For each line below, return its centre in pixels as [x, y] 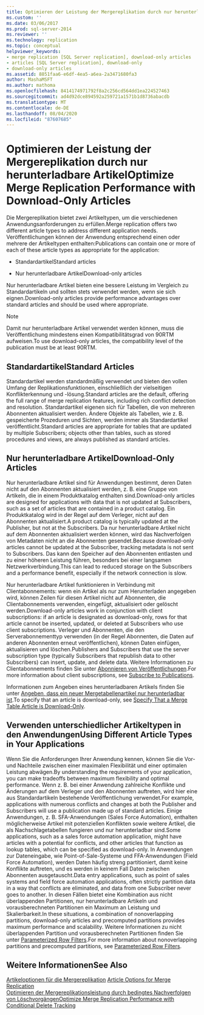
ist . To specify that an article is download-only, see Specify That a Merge [97, 700]
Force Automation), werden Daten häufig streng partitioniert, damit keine [97, 862]
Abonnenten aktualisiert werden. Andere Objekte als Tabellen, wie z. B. [95, 413]
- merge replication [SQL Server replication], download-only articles [99, 57]
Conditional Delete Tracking [41, 1005]
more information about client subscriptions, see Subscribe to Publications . [100, 675]
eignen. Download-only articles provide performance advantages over [93, 298]
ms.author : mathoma [31, 86]
